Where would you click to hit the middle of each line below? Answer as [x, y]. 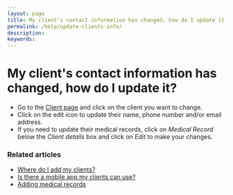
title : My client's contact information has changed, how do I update [111, 20]
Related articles [34, 154]
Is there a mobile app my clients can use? [76, 177]
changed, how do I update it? [92, 88]
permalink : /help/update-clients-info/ [65, 26]
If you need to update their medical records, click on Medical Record [115, 129]
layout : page [26, 13]
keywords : [21, 39]
